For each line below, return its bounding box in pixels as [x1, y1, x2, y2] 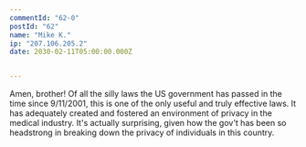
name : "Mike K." [9, 30, 71, 39]
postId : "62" [9, 22, 59, 31]
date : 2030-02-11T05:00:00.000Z [9, 47, 132, 57]
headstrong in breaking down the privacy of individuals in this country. [9, 127, 275, 138]
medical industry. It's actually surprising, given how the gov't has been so [9, 118, 287, 129]
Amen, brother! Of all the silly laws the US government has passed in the [9, 89, 283, 100]
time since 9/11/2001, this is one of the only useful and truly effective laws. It [9, 98, 297, 110]
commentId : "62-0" [9, 13, 79, 23]
